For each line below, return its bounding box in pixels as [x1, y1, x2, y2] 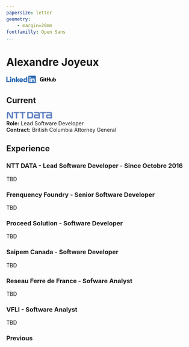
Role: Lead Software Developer [6, 120, 84, 127]
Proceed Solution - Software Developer [6, 219, 123, 227]
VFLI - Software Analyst [6, 305, 78, 313]
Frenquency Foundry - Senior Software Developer [6, 190, 155, 199]
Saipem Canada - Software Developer [6, 248, 119, 256]
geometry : [6, 16, 31, 22]
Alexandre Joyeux [6, 55, 99, 69]
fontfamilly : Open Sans [6, 29, 66, 35]
